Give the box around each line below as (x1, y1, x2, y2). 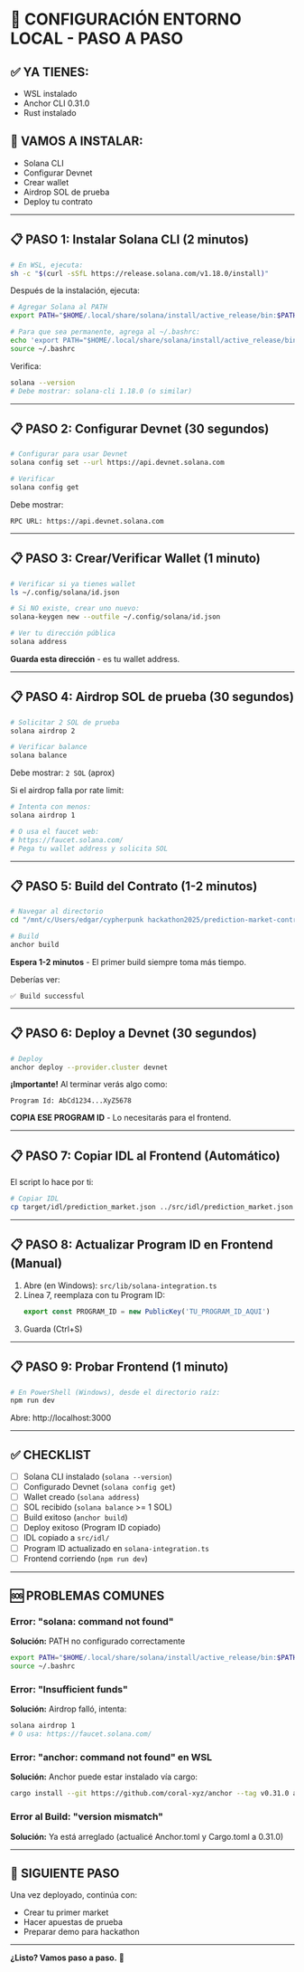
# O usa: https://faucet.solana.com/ (10, 1730, 152, 1739)
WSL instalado (23, 89, 78, 99)
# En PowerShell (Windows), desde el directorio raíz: (10, 1388, 221, 1397)
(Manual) (10, 1256, 62, 1271)
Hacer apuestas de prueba (23, 1917, 124, 1928)
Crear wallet (23, 176, 69, 187)
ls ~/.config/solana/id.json (10, 588, 120, 597)
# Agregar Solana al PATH (10, 303, 107, 312)
